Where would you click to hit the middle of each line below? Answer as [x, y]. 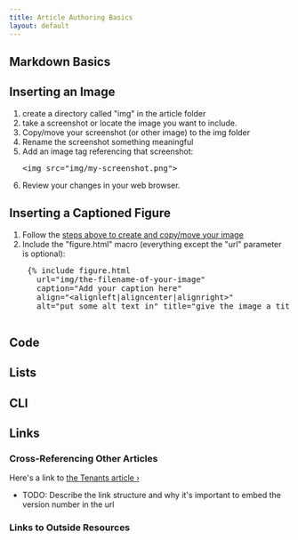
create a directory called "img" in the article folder [114, 113]
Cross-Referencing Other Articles [84, 459]
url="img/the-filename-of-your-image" [121, 279]
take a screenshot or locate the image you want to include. [129, 123]
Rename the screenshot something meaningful [108, 141]
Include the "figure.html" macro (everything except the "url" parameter [152, 244]
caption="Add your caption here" [109, 288]
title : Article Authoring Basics [71, 17]
